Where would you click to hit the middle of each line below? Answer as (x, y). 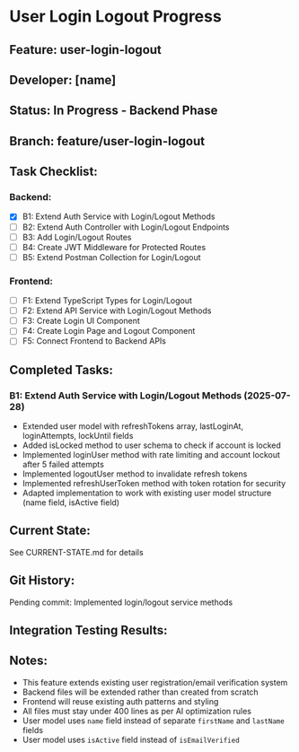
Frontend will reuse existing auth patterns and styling (120, 701)
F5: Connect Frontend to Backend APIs (94, 341)
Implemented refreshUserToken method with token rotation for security (154, 484)
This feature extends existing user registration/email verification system (155, 682)
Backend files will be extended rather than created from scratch (140, 692)
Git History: (42, 581)
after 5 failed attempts (63, 465)
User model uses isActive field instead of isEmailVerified (131, 739)
